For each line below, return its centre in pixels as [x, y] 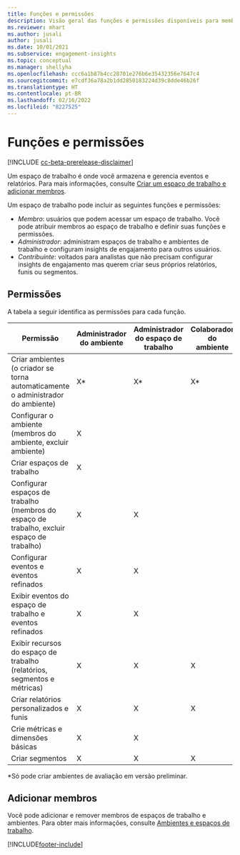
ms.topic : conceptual [40, 61]
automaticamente [40, 386]
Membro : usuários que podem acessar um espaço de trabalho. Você [119, 219]
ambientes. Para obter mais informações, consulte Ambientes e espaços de [119, 823]
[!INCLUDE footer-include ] [45, 844]
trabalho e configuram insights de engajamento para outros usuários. [120, 249]
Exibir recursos [36, 643]
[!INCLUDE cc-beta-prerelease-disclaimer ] [70, 162]
